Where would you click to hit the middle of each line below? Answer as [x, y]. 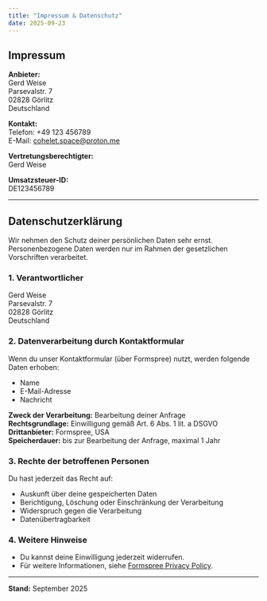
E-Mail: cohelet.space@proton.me [64, 141]
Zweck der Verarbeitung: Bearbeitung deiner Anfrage [97, 414]
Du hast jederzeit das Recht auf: [61, 478]
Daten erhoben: [34, 367]
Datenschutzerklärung [66, 221]
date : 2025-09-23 [37, 23]
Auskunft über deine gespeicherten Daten [88, 494]
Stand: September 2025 [48, 589]
